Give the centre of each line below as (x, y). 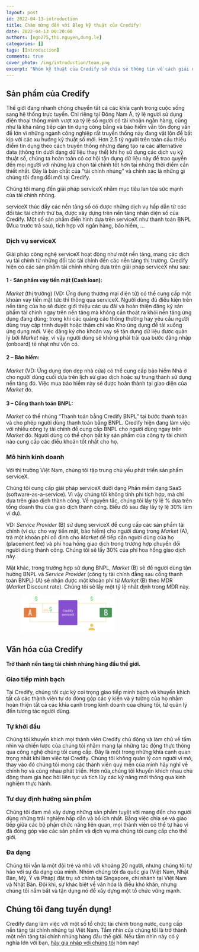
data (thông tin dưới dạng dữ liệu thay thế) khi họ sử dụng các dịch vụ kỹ (95, 152)
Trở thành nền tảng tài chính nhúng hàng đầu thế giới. (73, 664)
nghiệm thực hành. (29, 783)
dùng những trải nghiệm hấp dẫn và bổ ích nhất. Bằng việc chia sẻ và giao (97, 818)
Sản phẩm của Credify (48, 94)
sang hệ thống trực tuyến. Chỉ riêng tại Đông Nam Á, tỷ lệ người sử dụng (94, 114)
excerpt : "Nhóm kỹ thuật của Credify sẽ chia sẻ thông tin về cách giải (98, 69)
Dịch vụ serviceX (31, 241)
